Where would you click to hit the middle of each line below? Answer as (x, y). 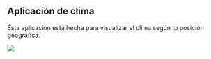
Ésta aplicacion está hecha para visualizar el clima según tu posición (105, 27)
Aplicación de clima (51, 11)
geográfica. (24, 35)
